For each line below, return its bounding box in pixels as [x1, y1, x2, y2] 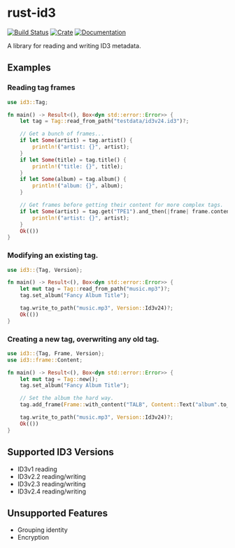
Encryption [17, 533, 50, 542]
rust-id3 [7, 5, 56, 21]
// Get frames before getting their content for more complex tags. [20, 201, 224, 208]
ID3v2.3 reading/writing [17, 480, 86, 488]
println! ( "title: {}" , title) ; [32, 163, 124, 170]
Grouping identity [17, 526, 68, 534]
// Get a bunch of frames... [20, 131, 105, 138]
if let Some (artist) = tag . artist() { [20, 137, 133, 144]
